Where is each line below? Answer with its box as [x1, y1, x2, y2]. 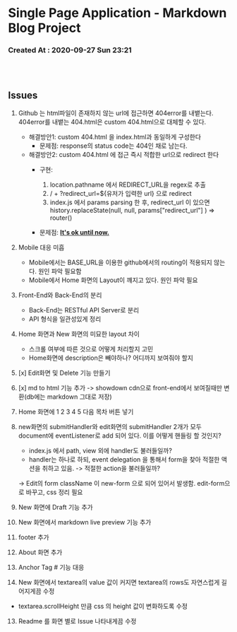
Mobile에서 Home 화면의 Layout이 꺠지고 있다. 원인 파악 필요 [28, 276, 198, 284]
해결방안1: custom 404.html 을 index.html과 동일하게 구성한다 [28, 133, 202, 141]
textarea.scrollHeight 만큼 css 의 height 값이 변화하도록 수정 [18, 602, 188, 611]
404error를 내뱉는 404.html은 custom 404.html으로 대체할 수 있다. [18, 118, 207, 127]
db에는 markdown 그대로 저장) [26, 392, 112, 401]
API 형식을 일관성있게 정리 [28, 315, 102, 323]
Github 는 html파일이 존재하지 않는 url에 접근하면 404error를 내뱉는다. [18, 109, 214, 117]
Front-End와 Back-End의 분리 [18, 291, 102, 300]
